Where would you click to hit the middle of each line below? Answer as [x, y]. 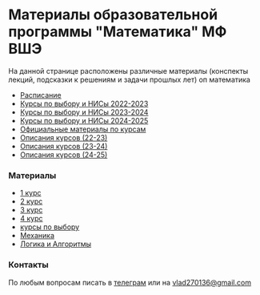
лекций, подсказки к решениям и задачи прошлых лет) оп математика [129, 79]
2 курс [31, 201]
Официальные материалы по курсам [83, 129]
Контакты [29, 265]
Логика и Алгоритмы [56, 244]
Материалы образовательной [113, 15]
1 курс [30, 193]
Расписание [40, 95]
